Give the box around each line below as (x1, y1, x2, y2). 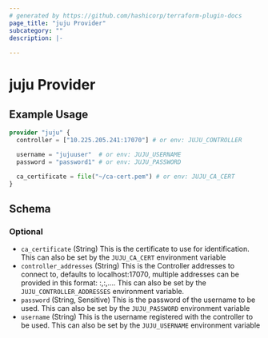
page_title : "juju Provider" (9, 19, 106, 27)
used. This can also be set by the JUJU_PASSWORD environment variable (20, 304, 250, 313)
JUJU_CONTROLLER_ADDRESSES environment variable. (20, 287, 185, 296)
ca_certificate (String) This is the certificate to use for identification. (20, 245, 250, 254)
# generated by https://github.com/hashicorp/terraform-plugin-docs (9, 11, 242, 20)
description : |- (9, 34, 63, 42)
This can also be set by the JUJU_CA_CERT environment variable (20, 253, 226, 262)
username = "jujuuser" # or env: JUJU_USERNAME (16, 150, 182, 158)
